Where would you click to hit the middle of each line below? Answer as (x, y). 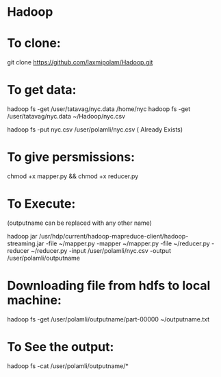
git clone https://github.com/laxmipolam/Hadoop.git (80, 62)
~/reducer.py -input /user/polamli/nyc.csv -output (101, 250)
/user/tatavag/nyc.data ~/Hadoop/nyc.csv (66, 117)
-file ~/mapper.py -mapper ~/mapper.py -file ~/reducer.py (128, 243)
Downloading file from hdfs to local (109, 286)
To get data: (42, 90)
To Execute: (41, 204)
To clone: (34, 44)
